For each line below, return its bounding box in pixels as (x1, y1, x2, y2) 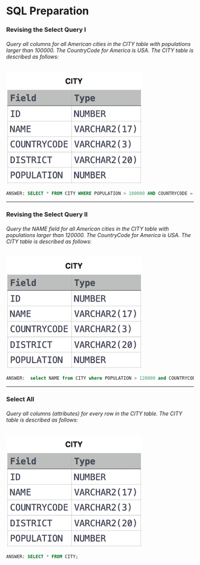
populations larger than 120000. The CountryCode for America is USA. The (6, 231, 192, 238)
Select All (6, 395, 35, 404)
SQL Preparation (6, 4, 89, 18)
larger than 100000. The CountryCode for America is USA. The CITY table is (6, 47, 194, 54)
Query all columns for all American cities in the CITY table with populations (6, 40, 191, 47)
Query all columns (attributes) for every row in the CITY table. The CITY (6, 410, 183, 417)
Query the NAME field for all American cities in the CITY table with (6, 225, 170, 232)
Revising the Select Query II (6, 210, 88, 219)
